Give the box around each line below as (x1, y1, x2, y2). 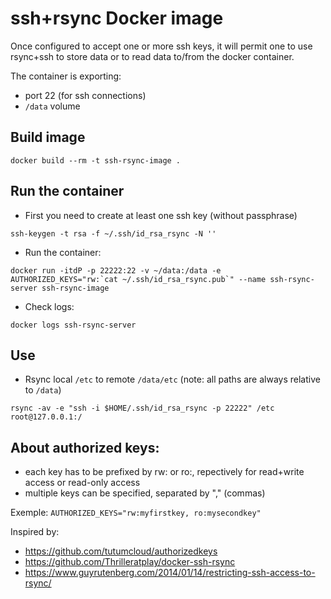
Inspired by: (10, 526, 60, 538)
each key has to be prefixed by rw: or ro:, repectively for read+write (24, 466, 305, 478)
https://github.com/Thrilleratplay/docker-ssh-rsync (24, 556, 236, 568)
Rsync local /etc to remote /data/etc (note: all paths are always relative (24, 373, 321, 386)
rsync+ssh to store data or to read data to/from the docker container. (10, 50, 295, 62)
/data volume (24, 100, 81, 112)
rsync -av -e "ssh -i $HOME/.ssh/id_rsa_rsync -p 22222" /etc (10, 403, 275, 414)
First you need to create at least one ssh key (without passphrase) (24, 209, 298, 221)
